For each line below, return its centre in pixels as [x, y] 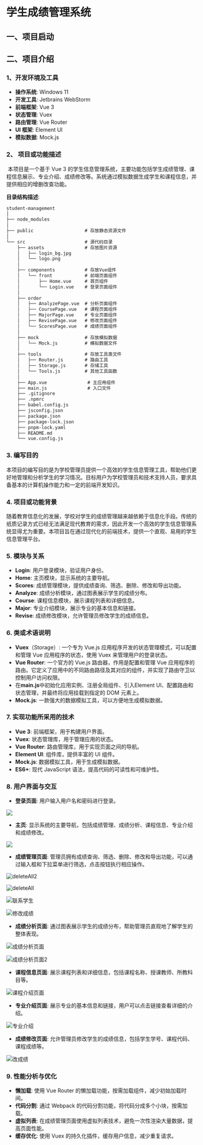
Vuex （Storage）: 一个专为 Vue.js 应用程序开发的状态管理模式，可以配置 [106, 647]
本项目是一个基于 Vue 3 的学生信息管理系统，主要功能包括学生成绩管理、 [98, 169]
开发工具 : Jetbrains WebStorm [53, 100]
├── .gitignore [36, 394]
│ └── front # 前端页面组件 [67, 276]
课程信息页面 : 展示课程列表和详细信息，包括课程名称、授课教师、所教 [101, 972]
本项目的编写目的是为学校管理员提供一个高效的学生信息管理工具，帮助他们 [99, 470]
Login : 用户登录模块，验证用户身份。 [61, 570]
